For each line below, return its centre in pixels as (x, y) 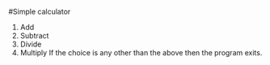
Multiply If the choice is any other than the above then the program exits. (141, 53)
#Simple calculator (40, 12)
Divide (31, 44)
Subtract (34, 36)
